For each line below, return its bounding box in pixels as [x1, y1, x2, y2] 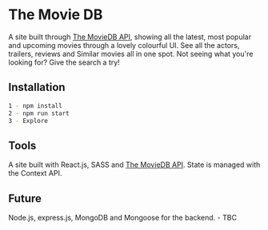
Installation [8, 81, 66, 94]
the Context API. [8, 169, 62, 178]
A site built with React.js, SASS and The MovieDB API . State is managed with [8, 160, 261, 169]
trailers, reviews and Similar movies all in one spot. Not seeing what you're [8, 49, 254, 58]
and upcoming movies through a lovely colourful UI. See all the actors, [8, 40, 240, 50]
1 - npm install [8, 101, 62, 109]
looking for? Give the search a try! [8, 57, 120, 67]
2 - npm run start [8, 109, 70, 117]
